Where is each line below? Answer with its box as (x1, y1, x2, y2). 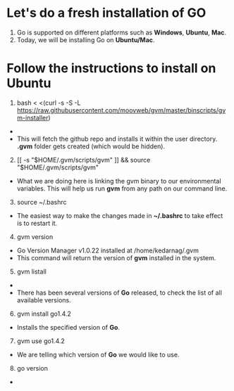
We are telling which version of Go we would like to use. (16, 350, 180, 359)
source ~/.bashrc (16, 198, 68, 206)
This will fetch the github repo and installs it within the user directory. (16, 134, 218, 143)
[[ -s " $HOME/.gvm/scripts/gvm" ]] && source (16, 155, 151, 164)
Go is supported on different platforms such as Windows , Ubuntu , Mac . (16, 28, 227, 37)
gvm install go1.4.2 (16, 309, 72, 318)
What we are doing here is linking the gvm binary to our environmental (16, 177, 221, 185)
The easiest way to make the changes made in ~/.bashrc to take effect (16, 211, 223, 219)
